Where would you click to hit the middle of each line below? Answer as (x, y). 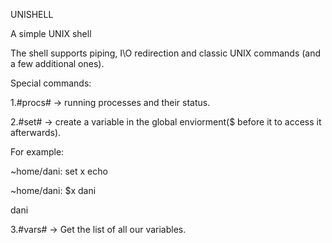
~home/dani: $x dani (53, 190)
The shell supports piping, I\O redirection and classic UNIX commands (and (166, 53)
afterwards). (36, 132)
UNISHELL (32, 14)
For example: (37, 152)
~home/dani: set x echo (59, 171)
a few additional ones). (57, 63)
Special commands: (51, 83)
